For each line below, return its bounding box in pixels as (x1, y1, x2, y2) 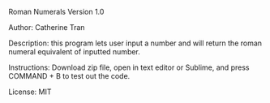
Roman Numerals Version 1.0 (8, 7, 105, 16)
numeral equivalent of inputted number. (8, 47, 140, 56)
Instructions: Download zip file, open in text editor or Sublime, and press (8, 62, 250, 72)
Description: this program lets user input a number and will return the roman (8, 38, 262, 48)
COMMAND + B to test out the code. (8, 71, 131, 80)
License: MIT (8, 87, 52, 97)
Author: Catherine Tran (8, 23, 85, 32)
